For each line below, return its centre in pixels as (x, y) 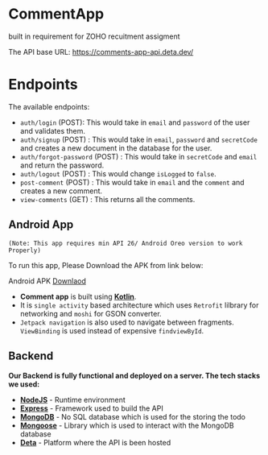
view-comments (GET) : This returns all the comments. (107, 199)
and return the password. (62, 165)
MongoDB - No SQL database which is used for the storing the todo (133, 416)
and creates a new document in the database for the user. (116, 148)
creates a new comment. (61, 191)
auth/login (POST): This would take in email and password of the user (135, 122)
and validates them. (53, 130)
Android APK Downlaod (47, 281)
